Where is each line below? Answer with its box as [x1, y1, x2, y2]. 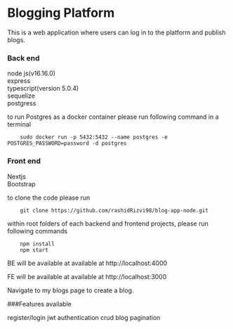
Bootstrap [7, 179, 36, 188]
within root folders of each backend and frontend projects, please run [7, 219, 209, 228]
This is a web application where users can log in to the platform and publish [7, 28, 226, 37]
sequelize [7, 91, 36, 100]
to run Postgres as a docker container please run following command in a [7, 112, 219, 121]
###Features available [7, 299, 72, 308]
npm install [20, 240, 55, 247]
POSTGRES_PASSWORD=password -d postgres [7, 140, 128, 147]
